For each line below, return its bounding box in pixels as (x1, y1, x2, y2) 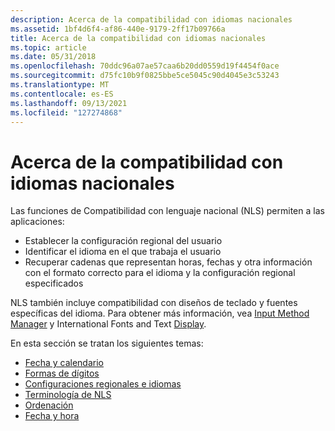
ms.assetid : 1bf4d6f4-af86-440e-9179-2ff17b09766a (10, 24, 226, 34)
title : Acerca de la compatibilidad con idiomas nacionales (10, 33, 267, 43)
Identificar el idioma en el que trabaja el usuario (24, 246, 222, 258)
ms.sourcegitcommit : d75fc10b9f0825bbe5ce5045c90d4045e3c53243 (10, 71, 280, 81)
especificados (24, 277, 84, 290)
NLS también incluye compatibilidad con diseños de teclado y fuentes (10, 297, 298, 309)
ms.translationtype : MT (10, 80, 110, 90)
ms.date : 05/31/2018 (10, 52, 97, 62)
